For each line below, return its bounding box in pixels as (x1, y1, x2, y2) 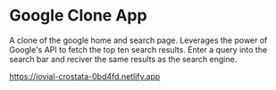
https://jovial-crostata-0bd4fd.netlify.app (9, 70, 161, 81)
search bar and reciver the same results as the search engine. (9, 53, 238, 64)
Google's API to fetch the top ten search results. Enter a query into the (9, 44, 268, 54)
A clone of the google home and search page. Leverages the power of (9, 35, 268, 45)
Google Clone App (9, 5, 147, 26)
